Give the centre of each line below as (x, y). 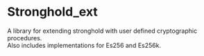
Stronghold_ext (53, 12)
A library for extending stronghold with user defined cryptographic (102, 31)
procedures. (25, 38)
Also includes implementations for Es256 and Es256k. (84, 45)
